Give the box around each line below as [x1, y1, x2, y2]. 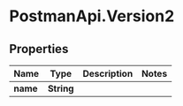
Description [82, 68, 133, 79]
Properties [9, 42, 69, 57]
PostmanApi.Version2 [9, 6, 175, 26]
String [47, 82, 74, 95]
